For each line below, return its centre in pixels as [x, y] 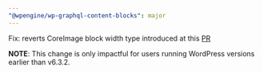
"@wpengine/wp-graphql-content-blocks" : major [87, 15]
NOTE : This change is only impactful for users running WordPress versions [131, 53]
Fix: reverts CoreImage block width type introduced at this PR [110, 38]
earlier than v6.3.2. [39, 62]
